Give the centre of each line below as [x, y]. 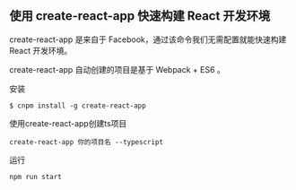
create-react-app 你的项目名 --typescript [87, 142]
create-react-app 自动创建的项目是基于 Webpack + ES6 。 [118, 69]
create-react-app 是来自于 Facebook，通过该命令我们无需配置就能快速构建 [148, 39]
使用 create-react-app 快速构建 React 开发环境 [140, 16]
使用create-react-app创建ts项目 [68, 123]
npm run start [36, 177]
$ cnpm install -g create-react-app [78, 106]
